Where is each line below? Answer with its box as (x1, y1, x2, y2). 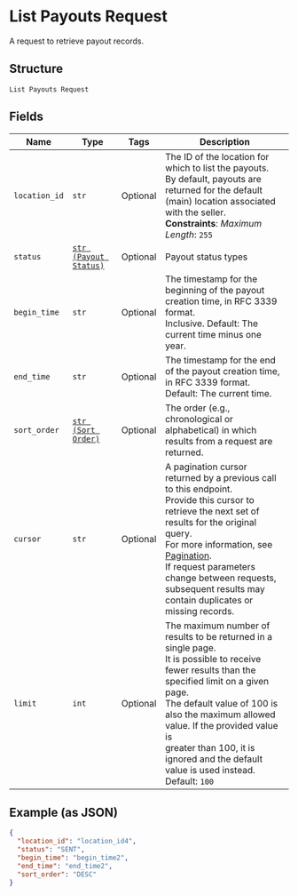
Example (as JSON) (9, 804, 118, 819)
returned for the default (165, 184, 263, 196)
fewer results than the (165, 664, 256, 676)
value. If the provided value (165, 719, 278, 731)
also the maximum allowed (165, 708, 277, 721)
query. (165, 527, 192, 539)
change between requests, (165, 571, 277, 584)
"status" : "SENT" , (17, 845, 86, 854)
